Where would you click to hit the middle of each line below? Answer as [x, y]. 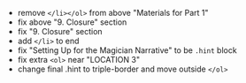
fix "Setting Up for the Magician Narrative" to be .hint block [127, 50]
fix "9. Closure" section [60, 31]
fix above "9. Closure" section [72, 22]
